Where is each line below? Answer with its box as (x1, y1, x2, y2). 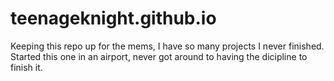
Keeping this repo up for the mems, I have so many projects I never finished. (10, 40, 325, 52)
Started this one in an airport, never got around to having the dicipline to (10, 50, 308, 62)
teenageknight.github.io (10, 7, 217, 30)
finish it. (10, 61, 43, 73)
